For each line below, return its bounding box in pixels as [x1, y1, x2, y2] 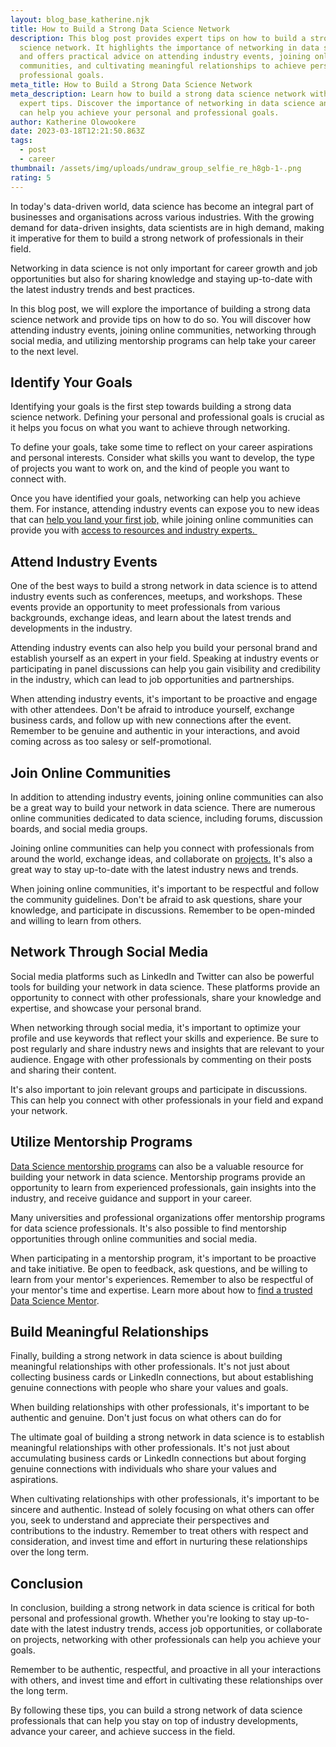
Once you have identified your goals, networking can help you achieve [10, 492, 301, 505]
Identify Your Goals [10, 374, 133, 391]
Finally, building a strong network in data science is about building [10, 1350, 283, 1362]
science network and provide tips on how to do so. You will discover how [10, 313, 312, 325]
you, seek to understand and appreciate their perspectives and [10, 1514, 270, 1526]
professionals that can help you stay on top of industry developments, [10, 1715, 299, 1727]
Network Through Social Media [10, 944, 209, 961]
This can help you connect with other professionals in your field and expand [10, 1094, 324, 1106]
